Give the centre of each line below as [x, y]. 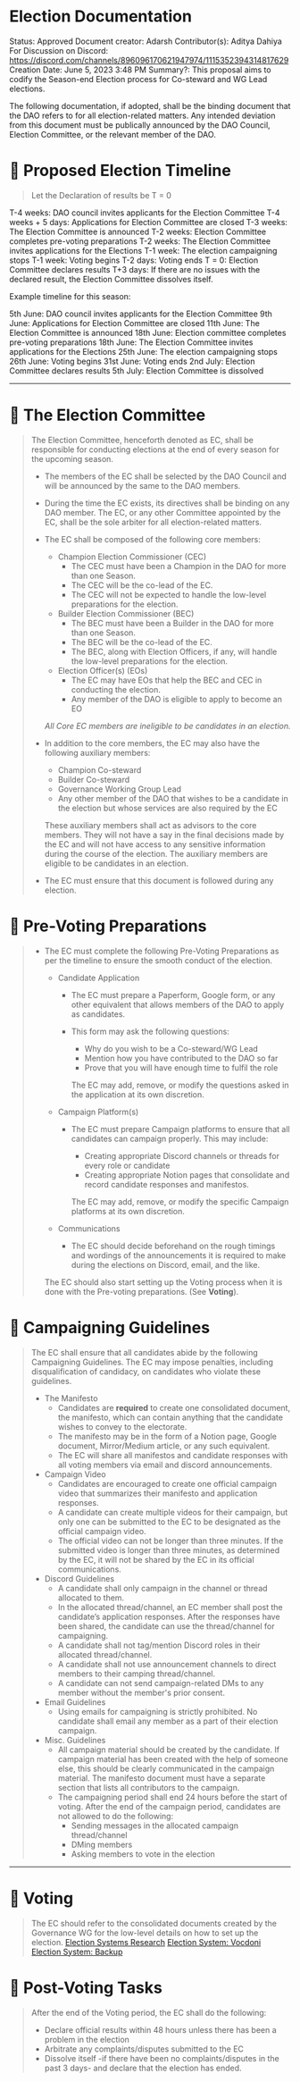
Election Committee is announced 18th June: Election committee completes [148, 332]
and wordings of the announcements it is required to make [179, 1255]
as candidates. [98, 1014]
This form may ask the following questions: [150, 1031]
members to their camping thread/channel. [137, 1674]
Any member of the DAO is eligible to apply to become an [177, 699]
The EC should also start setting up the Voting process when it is [163, 1282]
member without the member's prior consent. [142, 1692]
